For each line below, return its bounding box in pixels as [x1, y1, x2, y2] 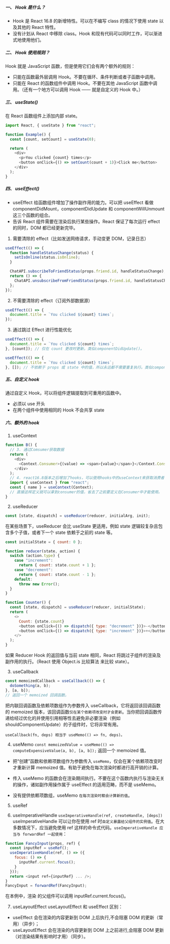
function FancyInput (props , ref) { [5, 841, 80, 846]
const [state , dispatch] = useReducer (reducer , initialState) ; [10, 605, 146, 610]
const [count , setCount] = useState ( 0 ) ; [10, 137, 96, 142]
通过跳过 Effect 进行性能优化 [12, 326, 72, 333]
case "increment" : [14, 558, 53, 563]
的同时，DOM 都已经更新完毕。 [12, 225, 78, 231]
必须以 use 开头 [12, 401, 46, 407]
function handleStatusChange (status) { [10, 250, 94, 255]
